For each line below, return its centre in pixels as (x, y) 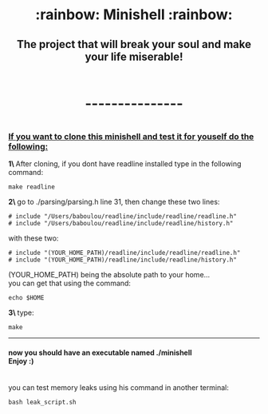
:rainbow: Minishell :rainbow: (134, 15)
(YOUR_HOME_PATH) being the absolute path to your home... (109, 275)
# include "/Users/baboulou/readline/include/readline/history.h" (121, 224)
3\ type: (21, 312)
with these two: (33, 238)
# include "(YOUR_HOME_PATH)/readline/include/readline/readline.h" (124, 253)
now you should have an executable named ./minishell (100, 352)
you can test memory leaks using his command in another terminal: (118, 387)
